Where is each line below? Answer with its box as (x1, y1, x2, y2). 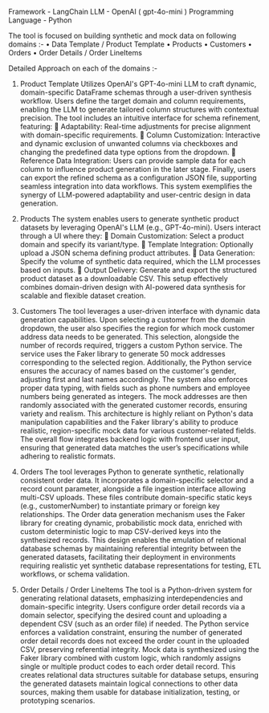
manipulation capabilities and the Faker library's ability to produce (19, 418, 238, 426)
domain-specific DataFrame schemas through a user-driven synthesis (19, 88, 252, 97)
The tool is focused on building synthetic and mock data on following (8, 31, 237, 40)
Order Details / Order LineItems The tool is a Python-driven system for (19, 585, 253, 594)
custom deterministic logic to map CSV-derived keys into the (19, 527, 222, 536)
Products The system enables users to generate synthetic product (19, 214, 239, 223)
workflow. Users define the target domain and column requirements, (19, 96, 247, 105)
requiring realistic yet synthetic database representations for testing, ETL (19, 561, 262, 570)
